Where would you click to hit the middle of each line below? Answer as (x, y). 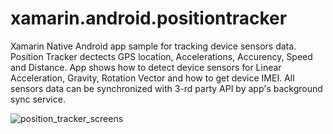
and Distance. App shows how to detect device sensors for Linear (146, 67)
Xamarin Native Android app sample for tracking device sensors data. (153, 46)
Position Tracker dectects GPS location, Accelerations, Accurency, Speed (161, 56)
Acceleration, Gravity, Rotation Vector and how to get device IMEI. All (152, 78)
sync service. (38, 99)
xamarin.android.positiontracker (149, 18)
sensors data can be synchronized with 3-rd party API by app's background (166, 88)
